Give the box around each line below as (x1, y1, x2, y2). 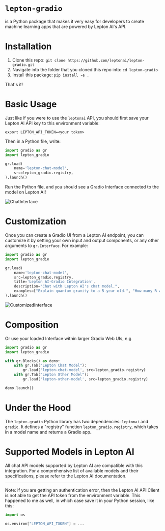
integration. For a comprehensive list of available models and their (5, 468, 138, 473)
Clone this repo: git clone (12, 57, 66, 63)
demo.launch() (5, 385, 34, 390)
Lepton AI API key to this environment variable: (5, 120, 100, 126)
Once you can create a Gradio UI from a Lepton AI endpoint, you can (5, 232, 144, 238)
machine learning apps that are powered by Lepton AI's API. (5, 24, 127, 30)
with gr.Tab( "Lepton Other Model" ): (14, 372, 89, 377)
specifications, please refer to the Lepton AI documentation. (5, 473, 127, 479)
